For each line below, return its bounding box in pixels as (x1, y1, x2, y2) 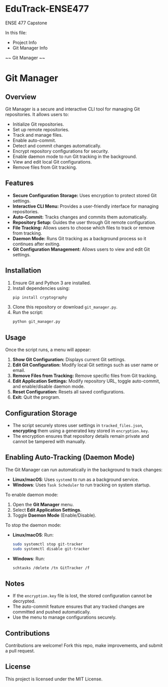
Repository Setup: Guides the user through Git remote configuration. (12, 219, 156, 225)
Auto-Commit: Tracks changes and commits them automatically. (12, 214, 148, 220)
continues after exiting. (12, 241, 61, 247)
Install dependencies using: (12, 285, 70, 291)
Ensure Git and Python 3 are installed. (12, 280, 91, 286)
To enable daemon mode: (5, 491, 59, 498)
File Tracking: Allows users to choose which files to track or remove (12, 224, 155, 231)
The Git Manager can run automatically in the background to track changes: (5, 467, 163, 473)
